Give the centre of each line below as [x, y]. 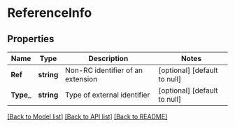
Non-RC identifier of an [104, 70]
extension [81, 79]
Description [108, 59]
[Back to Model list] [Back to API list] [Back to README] [87, 116]
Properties [31, 39]
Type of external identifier [108, 95]
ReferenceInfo [50, 13]
